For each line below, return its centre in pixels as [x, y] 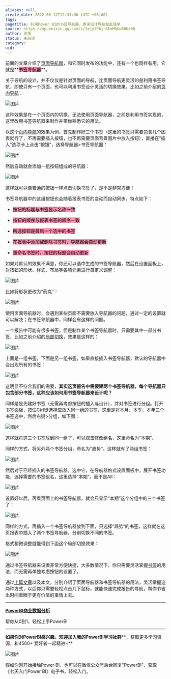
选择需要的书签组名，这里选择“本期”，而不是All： [65, 476]
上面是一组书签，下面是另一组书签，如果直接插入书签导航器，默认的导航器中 [85, 358]
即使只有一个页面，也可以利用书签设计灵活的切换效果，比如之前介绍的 [88, 87]
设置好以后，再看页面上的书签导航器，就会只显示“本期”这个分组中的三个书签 [85, 498]
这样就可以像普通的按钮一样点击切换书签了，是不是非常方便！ [70, 188]
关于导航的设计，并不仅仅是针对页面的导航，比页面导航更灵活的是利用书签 [83, 80]
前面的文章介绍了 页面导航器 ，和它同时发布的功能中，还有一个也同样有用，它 [85, 63]
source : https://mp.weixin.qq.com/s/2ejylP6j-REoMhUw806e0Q [70, 29]
